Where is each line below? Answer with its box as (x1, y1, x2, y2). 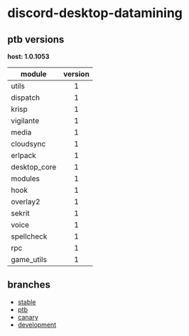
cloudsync (11, 139, 46, 149)
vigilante (11, 116, 40, 125)
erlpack (11, 151, 37, 160)
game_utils (11, 255, 48, 264)
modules (11, 174, 40, 183)
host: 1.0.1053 (7, 52, 50, 61)
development (17, 320, 57, 329)
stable (17, 298, 36, 306)
